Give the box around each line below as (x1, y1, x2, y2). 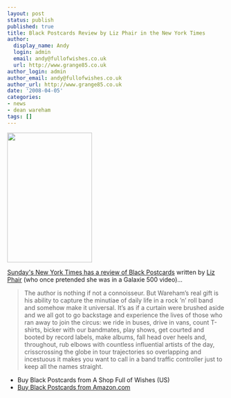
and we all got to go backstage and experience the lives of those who (24, 311, 223, 319)
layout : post (7, 10, 45, 17)
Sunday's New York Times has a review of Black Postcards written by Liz (7, 268, 216, 276)
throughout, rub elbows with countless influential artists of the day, (24, 340, 215, 348)
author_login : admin (7, 68, 67, 75)
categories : (7, 94, 41, 101)
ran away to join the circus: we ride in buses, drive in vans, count (24, 318, 210, 326)
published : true (7, 23, 54, 30)
